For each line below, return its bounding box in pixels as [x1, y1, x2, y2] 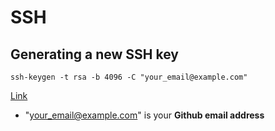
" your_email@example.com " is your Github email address [24, 109, 265, 121]
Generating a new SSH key [10, 46, 179, 63]
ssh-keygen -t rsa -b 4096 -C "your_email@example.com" [10, 72, 248, 82]
